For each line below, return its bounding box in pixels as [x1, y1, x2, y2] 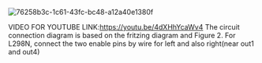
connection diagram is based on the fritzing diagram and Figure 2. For [8, 31, 236, 40]
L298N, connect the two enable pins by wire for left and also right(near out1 [8, 39, 254, 48]
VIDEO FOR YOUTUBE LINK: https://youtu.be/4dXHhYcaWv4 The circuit [8, 23, 241, 31]
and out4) [8, 47, 40, 56]
